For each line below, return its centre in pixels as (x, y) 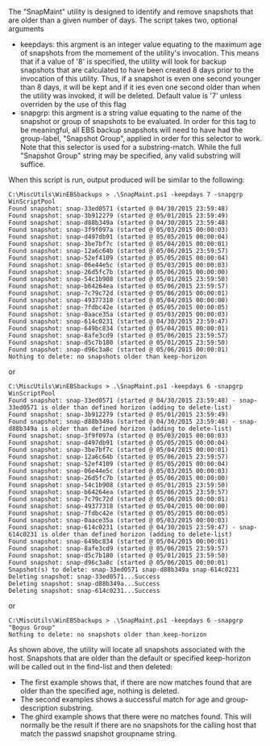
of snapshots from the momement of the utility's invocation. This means (139, 53)
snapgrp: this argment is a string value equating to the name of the (131, 113)
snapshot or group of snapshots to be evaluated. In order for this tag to (138, 121)
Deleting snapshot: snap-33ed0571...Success (84, 577)
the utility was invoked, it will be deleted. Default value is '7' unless (131, 95)
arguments (26, 29)
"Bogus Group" (32, 628)
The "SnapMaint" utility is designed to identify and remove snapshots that (131, 12)
